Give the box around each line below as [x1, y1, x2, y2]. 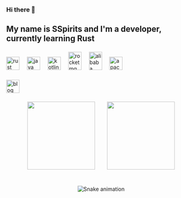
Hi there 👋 [6, 5, 36, 14]
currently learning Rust [6, 33, 95, 44]
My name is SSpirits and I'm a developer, [6, 24, 162, 34]
